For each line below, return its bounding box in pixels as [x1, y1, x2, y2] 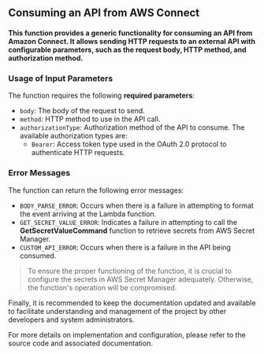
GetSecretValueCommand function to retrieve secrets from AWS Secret [19, 226, 255, 235]
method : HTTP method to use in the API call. [19, 114, 161, 124]
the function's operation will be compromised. [27, 282, 177, 292]
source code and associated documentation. [8, 338, 154, 348]
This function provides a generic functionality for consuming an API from [8, 28, 253, 38]
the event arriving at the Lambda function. [19, 208, 157, 219]
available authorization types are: [19, 131, 128, 141]
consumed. [19, 251, 57, 260]
